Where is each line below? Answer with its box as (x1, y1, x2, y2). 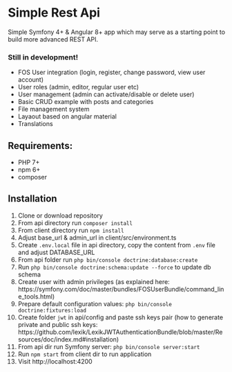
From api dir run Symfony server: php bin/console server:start (17, 342, 200, 351)
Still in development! (8, 52, 79, 62)
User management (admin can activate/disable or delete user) (17, 90, 195, 98)
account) (17, 76, 44, 84)
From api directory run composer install (17, 218, 133, 227)
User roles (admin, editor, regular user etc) (17, 83, 139, 91)
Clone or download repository (17, 211, 103, 220)
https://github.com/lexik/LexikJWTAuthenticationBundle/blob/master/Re (17, 328, 223, 336)
